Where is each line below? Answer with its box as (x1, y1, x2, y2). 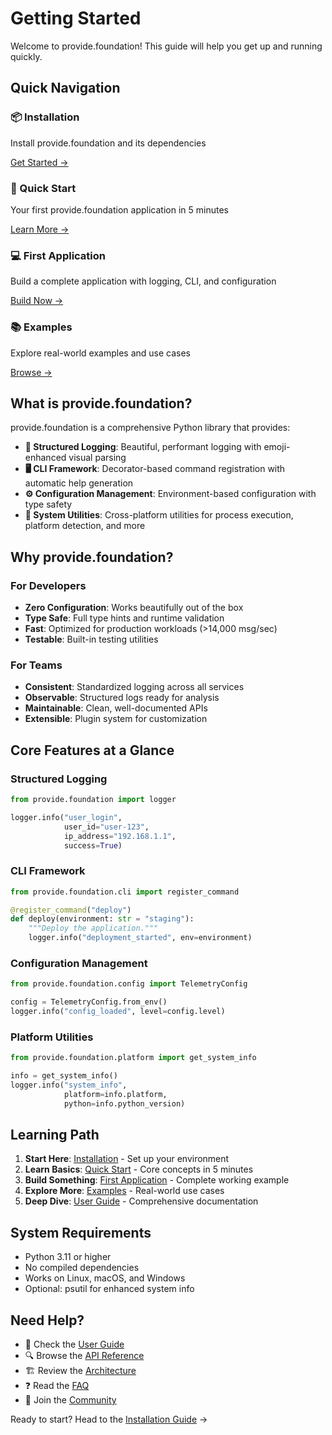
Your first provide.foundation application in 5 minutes (10, 203, 229, 216)
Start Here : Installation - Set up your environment (24, 1153, 230, 1165)
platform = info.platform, (63, 1089, 168, 1099)
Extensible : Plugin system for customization (24, 713, 208, 725)
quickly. (10, 50, 43, 62)
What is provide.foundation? (10, 395, 193, 412)
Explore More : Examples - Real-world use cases (24, 1185, 225, 1197)
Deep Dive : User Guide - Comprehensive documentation (24, 1195, 259, 1207)
